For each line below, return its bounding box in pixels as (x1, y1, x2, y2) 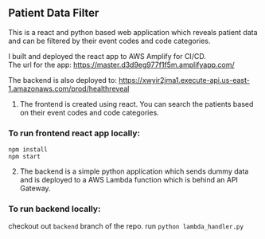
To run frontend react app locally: (8, 127, 141, 139)
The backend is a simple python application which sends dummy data (19, 167, 249, 176)
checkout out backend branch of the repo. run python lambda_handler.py (8, 221, 244, 231)
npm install (8, 146, 48, 154)
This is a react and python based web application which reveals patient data (8, 27, 258, 37)
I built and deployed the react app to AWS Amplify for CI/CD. (8, 51, 207, 61)
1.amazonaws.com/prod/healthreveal (8, 84, 130, 93)
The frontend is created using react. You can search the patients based (19, 99, 254, 108)
